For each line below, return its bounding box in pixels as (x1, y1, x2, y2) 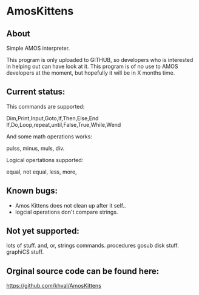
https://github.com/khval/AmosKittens (6, 282, 102, 290)
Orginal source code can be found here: (6, 266, 160, 276)
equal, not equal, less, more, (6, 168, 77, 175)
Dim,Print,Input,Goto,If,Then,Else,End (6, 114, 99, 122)
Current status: (6, 87, 66, 97)
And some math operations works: (6, 132, 92, 140)
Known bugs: (6, 186, 58, 196)
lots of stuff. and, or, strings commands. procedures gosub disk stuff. (6, 242, 179, 249)
